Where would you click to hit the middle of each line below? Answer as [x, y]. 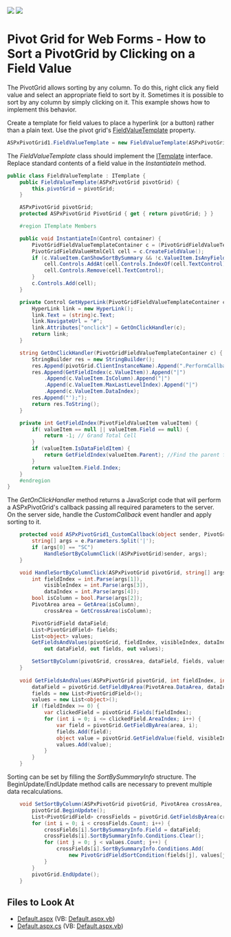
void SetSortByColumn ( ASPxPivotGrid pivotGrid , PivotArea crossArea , [121, 804]
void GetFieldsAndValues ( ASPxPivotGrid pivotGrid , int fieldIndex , [118, 680]
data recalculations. [35, 792]
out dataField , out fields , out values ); [104, 649]
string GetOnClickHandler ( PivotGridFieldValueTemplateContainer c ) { [121, 353]
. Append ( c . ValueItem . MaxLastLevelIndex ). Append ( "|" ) [121, 385]
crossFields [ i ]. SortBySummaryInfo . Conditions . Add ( [130, 849]
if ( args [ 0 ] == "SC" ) [63, 548]
